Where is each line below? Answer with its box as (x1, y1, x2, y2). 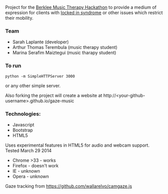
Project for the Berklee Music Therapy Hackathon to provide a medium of (5, 5, 157, 10)
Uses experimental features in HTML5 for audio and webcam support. (5, 142, 149, 148)
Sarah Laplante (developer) (12, 39, 69, 45)
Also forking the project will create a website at (5, 92, 103, 98)
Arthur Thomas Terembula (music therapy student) (12, 44, 118, 50)
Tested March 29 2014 (5, 147, 52, 153)
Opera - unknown (12, 173, 49, 179)
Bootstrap (12, 127, 33, 133)
